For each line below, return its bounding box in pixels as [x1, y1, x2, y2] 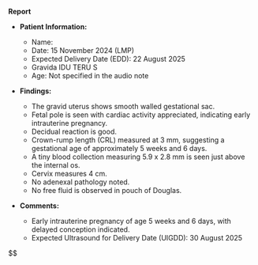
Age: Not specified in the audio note [31, 71, 149, 80]
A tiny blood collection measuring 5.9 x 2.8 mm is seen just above [31, 152, 245, 161]
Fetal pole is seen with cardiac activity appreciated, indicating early [31, 110, 251, 119]
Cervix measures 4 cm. [31, 169, 108, 178]
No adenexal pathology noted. [31, 177, 130, 187]
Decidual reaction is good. [31, 127, 117, 136]
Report [8, 7, 32, 16]
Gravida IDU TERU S [31, 62, 98, 72]
